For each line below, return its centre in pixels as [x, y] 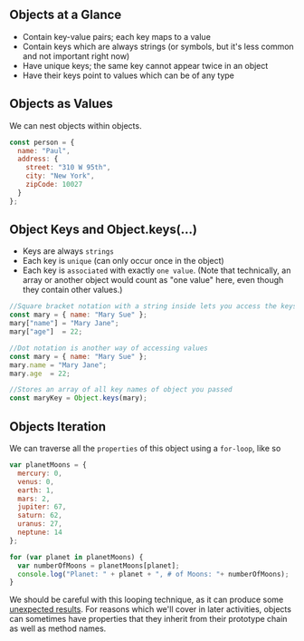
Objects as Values [61, 104]
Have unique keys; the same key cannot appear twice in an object [145, 65]
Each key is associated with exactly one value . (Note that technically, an [157, 270]
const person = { [42, 142]
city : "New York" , [60, 176]
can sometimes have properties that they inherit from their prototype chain [148, 619]
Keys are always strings [68, 251]
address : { [38, 159]
